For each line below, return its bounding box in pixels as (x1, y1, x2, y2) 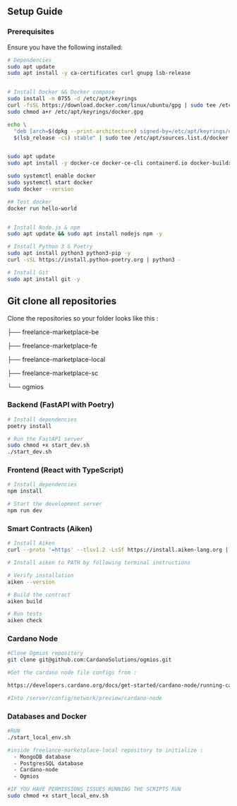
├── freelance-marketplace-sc (7, 369, 99, 377)
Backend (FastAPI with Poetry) (7, 400, 115, 410)
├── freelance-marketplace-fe (7, 341, 97, 350)
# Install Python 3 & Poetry (7, 243, 93, 250)
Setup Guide (7, 6, 63, 18)
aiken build (7, 598, 42, 605)
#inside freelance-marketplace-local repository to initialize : (7, 747, 203, 754)
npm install (7, 487, 42, 495)
